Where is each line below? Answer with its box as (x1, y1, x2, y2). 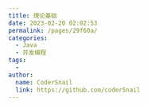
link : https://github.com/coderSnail (15, 85, 141, 94)
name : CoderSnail (15, 78, 73, 86)
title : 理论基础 (8, 11, 57, 20)
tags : (8, 57, 26, 65)
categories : (8, 33, 48, 42)
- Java (15, 41, 37, 49)
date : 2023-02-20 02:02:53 (8, 19, 98, 27)
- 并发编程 (15, 49, 47, 57)
